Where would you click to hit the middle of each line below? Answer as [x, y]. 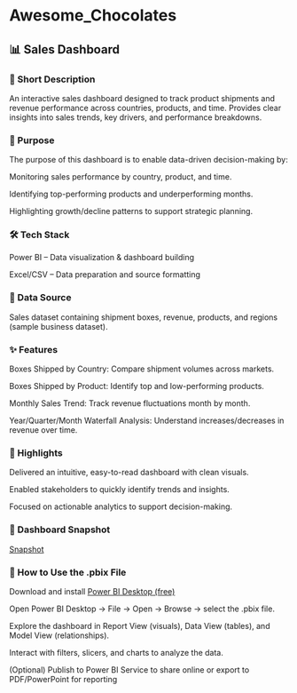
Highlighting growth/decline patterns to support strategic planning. [131, 211]
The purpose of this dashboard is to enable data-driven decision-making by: [148, 160]
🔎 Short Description [52, 79]
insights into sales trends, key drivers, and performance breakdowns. [136, 117]
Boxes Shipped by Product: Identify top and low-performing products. [137, 386]
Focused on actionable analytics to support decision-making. [121, 506]
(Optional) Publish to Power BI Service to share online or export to [129, 669]
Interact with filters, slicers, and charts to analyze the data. [116, 652]
